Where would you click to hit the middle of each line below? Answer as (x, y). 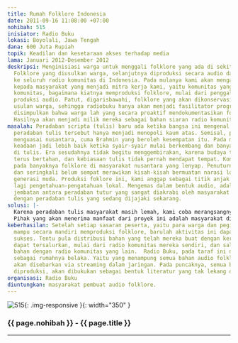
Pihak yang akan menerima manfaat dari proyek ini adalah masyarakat (118, 219)
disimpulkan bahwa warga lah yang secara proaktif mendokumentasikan (118, 113)
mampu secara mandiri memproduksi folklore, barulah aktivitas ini (115, 232)
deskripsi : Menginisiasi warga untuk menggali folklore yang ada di (110, 67)
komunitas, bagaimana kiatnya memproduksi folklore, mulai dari (110, 93)
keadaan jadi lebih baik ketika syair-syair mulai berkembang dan (114, 146)
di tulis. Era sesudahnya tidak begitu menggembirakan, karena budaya (120, 153)
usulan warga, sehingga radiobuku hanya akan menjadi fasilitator (114, 107)
